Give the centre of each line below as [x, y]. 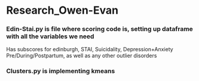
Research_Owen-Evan [62, 10]
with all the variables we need [50, 36]
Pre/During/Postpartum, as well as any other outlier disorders [82, 56]
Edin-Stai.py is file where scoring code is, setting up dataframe [99, 29]
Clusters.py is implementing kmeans [61, 71]
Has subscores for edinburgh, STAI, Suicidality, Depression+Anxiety [90, 49]
